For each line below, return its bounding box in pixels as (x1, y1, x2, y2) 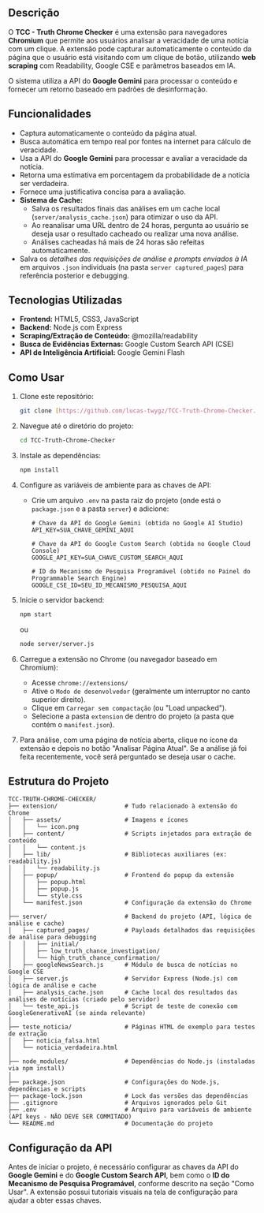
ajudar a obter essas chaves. (8, 1196, 102, 1205)
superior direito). (31, 694, 86, 704)
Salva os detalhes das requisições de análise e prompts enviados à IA (19, 254, 248, 263)
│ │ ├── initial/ (8, 940, 80, 949)
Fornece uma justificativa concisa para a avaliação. (19, 187, 187, 196)
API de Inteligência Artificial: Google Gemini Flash (19, 348, 185, 357)
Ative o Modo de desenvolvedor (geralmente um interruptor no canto (31, 686, 251, 696)
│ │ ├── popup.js (8, 885, 80, 894)
